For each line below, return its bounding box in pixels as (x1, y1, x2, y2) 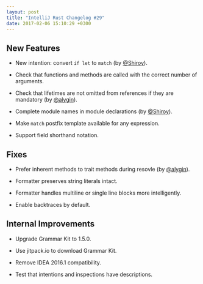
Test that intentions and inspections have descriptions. (15, 271, 153, 278)
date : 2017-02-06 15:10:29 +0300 (6, 20, 91, 26)
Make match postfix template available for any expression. (15, 120, 160, 127)
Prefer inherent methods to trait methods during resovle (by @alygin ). (15, 166, 190, 173)
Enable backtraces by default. (15, 201, 91, 208)
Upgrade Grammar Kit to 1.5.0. (15, 235, 91, 242)
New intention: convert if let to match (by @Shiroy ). (15, 59, 148, 67)
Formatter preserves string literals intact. (15, 177, 118, 184)
